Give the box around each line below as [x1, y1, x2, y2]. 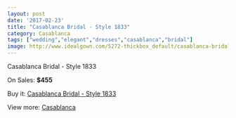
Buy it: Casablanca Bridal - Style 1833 [7, 89, 117, 98]
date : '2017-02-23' [7, 17, 65, 24]
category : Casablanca [7, 29, 71, 37]
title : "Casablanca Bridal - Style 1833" [7, 23, 131, 30]
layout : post [7, 10, 46, 18]
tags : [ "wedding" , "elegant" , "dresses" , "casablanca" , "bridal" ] [7, 37, 193, 44]
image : [7, 43, 27, 50]
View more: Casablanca [7, 103, 76, 111]
